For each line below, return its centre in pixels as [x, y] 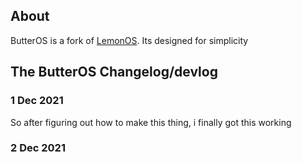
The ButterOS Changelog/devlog [114, 72]
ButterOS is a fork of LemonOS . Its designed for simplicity [129, 40]
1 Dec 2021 [37, 101]
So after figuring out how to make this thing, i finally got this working [151, 122]
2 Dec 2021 [38, 148]
